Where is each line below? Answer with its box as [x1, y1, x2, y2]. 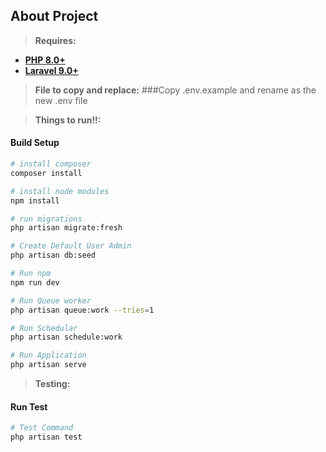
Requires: [34, 34, 77, 46]
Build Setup [10, 137, 60, 149]
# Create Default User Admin [10, 241, 132, 251]
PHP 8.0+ [24, 54, 66, 66]
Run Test [10, 400, 48, 413]
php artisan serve [10, 360, 87, 370]
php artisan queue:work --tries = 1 [10, 305, 155, 315]
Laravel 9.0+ [24, 64, 79, 76]
